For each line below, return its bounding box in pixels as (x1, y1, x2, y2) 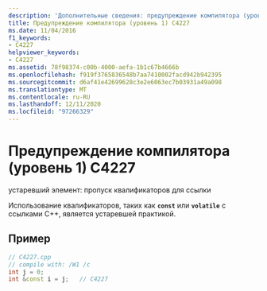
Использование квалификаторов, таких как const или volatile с (8, 200, 226, 210)
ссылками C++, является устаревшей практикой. (8, 208, 176, 219)
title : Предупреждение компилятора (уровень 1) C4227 (8, 19, 191, 27)
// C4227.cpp (8, 253, 52, 261)
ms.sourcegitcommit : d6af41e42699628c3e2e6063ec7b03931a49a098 (8, 78, 222, 86)
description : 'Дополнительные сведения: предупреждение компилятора (8, 11, 240, 20)
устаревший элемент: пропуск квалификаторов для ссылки (8, 184, 211, 195)
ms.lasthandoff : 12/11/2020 (8, 100, 102, 108)
